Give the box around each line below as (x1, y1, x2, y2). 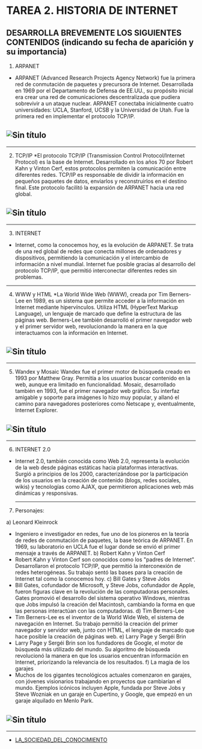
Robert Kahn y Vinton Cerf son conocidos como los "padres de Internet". (14, 556, 195, 563)
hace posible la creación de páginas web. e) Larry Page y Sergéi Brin (14, 633, 186, 640)
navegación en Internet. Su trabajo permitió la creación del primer (14, 620, 179, 628)
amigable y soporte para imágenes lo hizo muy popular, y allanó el (14, 394, 179, 401)
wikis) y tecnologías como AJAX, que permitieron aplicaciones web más (14, 483, 194, 491)
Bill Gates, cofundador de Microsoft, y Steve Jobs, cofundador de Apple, (14, 582, 195, 589)
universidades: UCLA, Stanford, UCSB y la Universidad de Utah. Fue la (14, 106, 189, 113)
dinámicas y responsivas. (14, 489, 78, 497)
